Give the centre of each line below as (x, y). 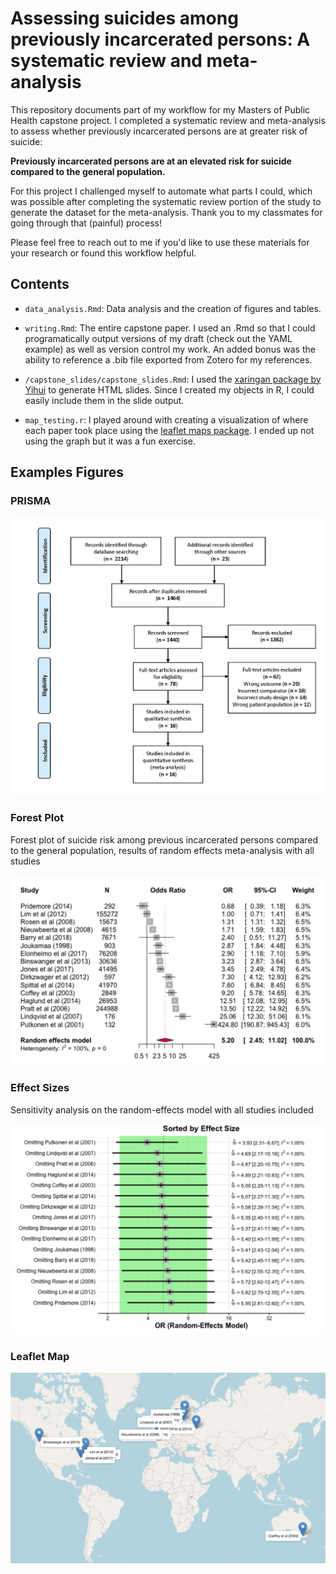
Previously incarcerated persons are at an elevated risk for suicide (151, 161)
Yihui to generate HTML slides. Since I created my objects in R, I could (169, 389)
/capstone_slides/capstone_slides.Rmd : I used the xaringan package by (173, 379)
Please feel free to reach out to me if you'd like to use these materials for (160, 242)
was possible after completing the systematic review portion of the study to (166, 201)
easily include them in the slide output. (104, 400)
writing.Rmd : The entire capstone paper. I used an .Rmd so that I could (170, 328)
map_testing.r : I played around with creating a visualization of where (166, 419)
